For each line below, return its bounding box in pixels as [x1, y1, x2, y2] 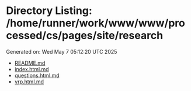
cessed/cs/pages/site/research [6, 29, 164, 42]
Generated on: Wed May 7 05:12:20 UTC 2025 [6, 48, 117, 55]
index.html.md [14, 65, 49, 72]
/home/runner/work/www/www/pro [6, 16, 185, 30]
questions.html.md [14, 72, 60, 79]
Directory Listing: [6, 4, 92, 17]
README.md [14, 60, 46, 66]
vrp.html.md [14, 78, 44, 85]
